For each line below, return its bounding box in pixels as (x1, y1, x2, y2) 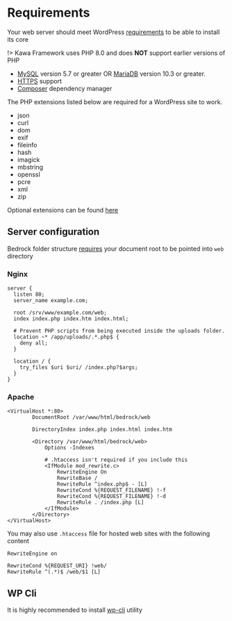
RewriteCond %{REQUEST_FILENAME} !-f (56, 487, 167, 494)
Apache (7, 392, 35, 401)
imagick (17, 155, 40, 164)
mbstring (17, 163, 44, 171)
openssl (17, 170, 40, 179)
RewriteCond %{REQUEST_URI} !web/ (7, 563, 108, 570)
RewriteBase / (56, 474, 98, 482)
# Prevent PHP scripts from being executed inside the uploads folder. (13, 328, 226, 335)
